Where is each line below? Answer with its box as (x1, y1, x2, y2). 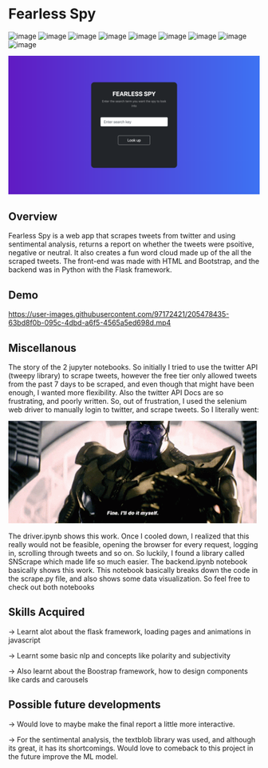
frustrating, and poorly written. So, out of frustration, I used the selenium (8, 396, 247, 406)
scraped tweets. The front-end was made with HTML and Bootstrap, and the (8, 257, 260, 266)
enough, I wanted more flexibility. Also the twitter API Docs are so (8, 387, 224, 397)
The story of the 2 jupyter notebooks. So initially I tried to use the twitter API (8, 362, 258, 372)
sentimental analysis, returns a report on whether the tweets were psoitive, (8, 239, 254, 249)
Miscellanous (8, 341, 77, 354)
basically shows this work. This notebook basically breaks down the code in (8, 565, 258, 574)
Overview (8, 210, 58, 223)
